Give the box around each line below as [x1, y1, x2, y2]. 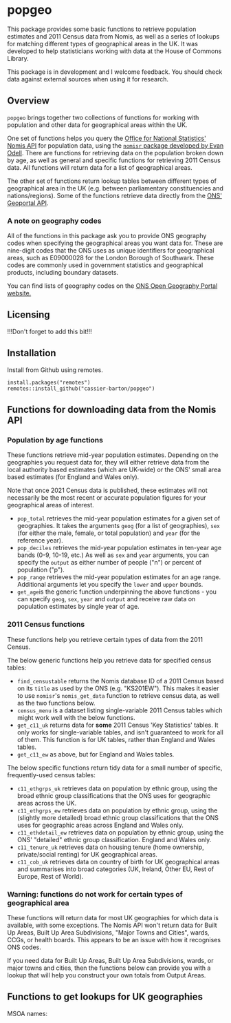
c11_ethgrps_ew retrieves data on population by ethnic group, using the [16, 806, 218, 815]
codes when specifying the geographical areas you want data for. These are [7, 239, 223, 247]
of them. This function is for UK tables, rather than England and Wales [16, 735, 215, 743]
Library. [7, 54, 29, 62]
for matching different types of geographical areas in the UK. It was [7, 39, 198, 48]
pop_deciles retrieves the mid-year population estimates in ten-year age [16, 544, 222, 552]
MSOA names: [7, 1009, 48, 1017]
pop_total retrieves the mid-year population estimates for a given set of [16, 514, 221, 523]
